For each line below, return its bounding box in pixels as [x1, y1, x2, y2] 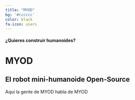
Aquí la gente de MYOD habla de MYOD [5, 88, 88, 94]
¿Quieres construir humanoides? [5, 37, 76, 43]
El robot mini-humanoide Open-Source [5, 75, 130, 84]
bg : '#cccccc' [5, 12, 35, 17]
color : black [5, 17, 33, 22]
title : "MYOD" [5, 7, 35, 13]
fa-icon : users [5, 21, 37, 27]
